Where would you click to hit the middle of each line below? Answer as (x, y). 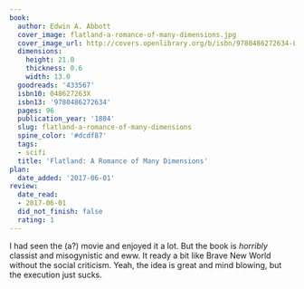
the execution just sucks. (56, 275)
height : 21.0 (50, 60)
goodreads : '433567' (56, 85)
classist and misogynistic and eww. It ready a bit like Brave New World (140, 255)
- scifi (32, 152)
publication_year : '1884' (66, 119)
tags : (28, 144)
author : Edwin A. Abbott (64, 26)
